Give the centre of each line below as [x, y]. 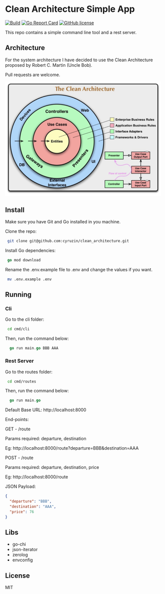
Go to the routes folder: [29, 372]
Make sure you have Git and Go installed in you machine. [63, 222]
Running [19, 295]
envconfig [22, 560]
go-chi [19, 544]
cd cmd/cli [18, 329]
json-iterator [25, 550]
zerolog [20, 555]
